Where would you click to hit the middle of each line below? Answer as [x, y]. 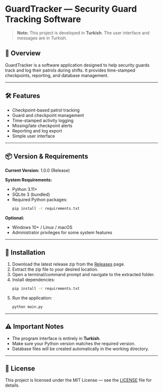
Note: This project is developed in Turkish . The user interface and [83, 33]
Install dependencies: [33, 280]
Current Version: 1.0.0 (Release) [38, 170]
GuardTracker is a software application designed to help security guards [77, 65]
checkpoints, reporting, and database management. [57, 75]
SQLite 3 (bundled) [31, 195]
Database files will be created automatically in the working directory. [81, 349]
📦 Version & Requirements [47, 156]
